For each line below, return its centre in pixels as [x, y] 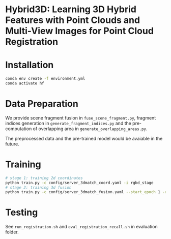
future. [12, 144]
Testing [22, 213]
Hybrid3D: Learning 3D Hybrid [71, 9]
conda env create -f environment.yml [45, 79]
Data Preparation [42, 104]
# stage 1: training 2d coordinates [44, 178]
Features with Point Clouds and [73, 20]
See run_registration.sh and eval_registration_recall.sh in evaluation [81, 227]
